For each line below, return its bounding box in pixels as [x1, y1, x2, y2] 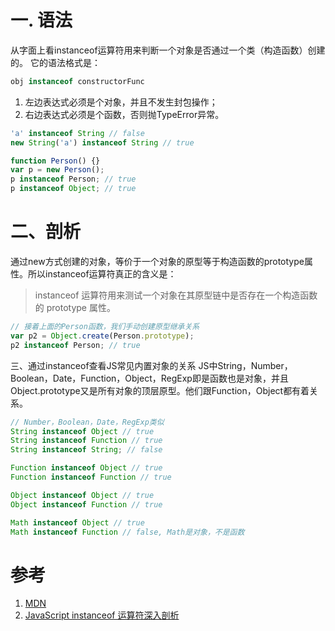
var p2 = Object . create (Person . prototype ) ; [10, 331, 195, 341]
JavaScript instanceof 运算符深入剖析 [24, 609, 180, 621]
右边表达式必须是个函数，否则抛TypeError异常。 [24, 108, 225, 120]
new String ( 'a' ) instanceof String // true [10, 137, 195, 148]
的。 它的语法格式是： [10, 56, 101, 68]
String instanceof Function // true [10, 436, 163, 446]
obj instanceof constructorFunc [10, 76, 145, 86]
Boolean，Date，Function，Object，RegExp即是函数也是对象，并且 [10, 372, 289, 384]
